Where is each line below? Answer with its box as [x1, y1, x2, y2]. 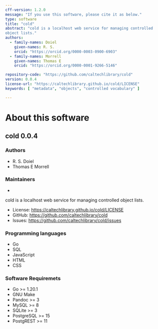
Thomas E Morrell [12, 163, 49, 169]
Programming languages [5, 229, 66, 236]
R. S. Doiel [12, 158, 34, 164]
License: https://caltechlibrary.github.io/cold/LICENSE [12, 206, 124, 212]
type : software [5, 16, 37, 21]
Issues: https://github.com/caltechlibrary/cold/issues [12, 217, 121, 223]
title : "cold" [5, 21, 35, 26]
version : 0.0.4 [5, 77, 37, 82]
